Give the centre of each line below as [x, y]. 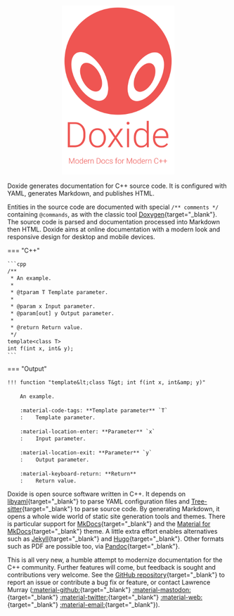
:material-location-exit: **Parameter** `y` [86, 453]
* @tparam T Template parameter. [59, 293]
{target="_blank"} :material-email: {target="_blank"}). [84, 605]
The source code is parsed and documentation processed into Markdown [113, 222]
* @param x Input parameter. [53, 307]
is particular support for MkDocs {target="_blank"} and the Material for [109, 524]
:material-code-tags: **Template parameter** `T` [94, 411]
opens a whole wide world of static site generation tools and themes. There [117, 516]
